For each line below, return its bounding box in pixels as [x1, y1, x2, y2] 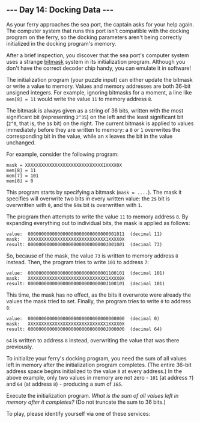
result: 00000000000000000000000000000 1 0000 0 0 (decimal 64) [6, 326, 163, 332]
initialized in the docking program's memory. [6, 40, 117, 47]
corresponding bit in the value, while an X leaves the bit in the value [6, 132, 173, 140]
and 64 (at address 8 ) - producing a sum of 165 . [6, 380, 123, 387]
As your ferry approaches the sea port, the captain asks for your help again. [6, 20, 194, 28]
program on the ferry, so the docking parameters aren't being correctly [6, 33, 182, 41]
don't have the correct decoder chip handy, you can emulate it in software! [6, 64, 191, 72]
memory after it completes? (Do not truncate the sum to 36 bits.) [6, 398, 166, 406]
